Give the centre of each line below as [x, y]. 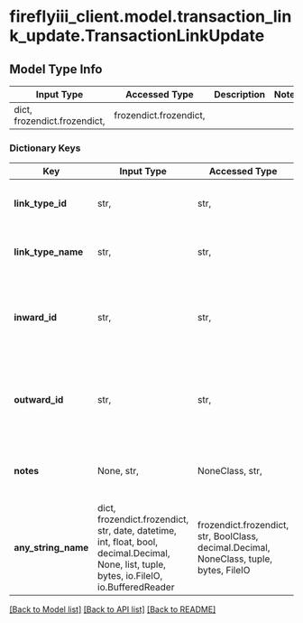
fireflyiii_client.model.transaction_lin [151, 17]
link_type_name [49, 252]
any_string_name [51, 548]
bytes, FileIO [224, 571]
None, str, [119, 471]
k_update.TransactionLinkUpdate [137, 36]
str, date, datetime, [138, 531]
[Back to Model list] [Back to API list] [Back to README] [113, 609]
